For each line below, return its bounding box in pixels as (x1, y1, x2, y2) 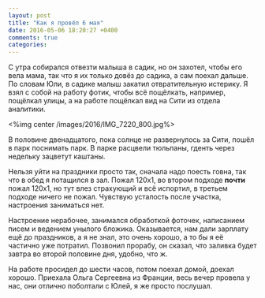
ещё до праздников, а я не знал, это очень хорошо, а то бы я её (8, 233, 224, 242)
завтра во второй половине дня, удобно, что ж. (8, 249, 168, 259)
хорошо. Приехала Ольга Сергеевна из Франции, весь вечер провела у (8, 273, 251, 282)
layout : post (8, 11, 51, 20)
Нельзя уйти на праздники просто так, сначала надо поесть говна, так (8, 167, 247, 177)
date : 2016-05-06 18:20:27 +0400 (8, 26, 118, 34)
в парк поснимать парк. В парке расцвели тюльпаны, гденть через (8, 143, 235, 153)
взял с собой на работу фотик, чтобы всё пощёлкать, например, (8, 88, 226, 97)
